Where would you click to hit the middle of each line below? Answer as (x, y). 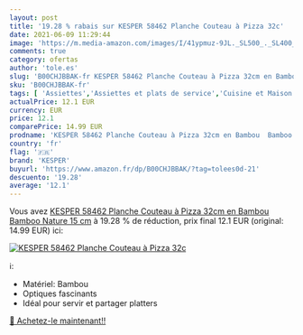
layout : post (34, 18)
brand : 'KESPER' (40, 160)
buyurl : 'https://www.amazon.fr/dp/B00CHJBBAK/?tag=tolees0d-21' (134, 169)
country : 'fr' (36, 144)
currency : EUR (36, 110)
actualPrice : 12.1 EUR (52, 102)
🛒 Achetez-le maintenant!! (58, 321)
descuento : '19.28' (46, 177)
